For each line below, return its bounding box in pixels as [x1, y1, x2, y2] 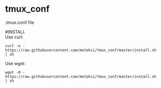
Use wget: [5, 60, 26, 66]
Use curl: [5, 34, 23, 40]
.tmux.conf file [5, 19, 34, 25]
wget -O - [5, 70, 25, 75]
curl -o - [5, 43, 25, 48]
